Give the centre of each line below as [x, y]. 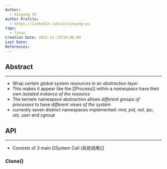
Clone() [14, 161]
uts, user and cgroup [34, 115]
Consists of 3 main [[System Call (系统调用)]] [58, 148]
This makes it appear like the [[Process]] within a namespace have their [86, 89]
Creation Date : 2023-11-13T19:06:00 [43, 38]
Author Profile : [22, 19]
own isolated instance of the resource [51, 94]
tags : [11, 28]
